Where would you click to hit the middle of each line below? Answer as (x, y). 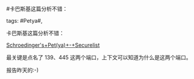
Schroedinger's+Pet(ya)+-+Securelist (53, 45)
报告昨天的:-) (23, 70)
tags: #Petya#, (24, 21)
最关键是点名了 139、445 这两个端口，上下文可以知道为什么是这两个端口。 (99, 57)
